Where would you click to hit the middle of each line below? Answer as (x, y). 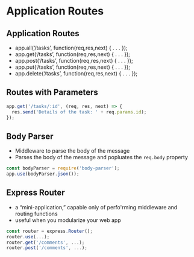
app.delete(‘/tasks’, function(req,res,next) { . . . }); (76, 73)
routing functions (36, 214)
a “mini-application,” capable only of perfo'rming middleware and (96, 207)
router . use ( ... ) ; (28, 236)
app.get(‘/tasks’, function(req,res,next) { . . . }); (73, 54)
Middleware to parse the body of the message (72, 151)
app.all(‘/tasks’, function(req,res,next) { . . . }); (71, 48)
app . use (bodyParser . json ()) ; (43, 174)
